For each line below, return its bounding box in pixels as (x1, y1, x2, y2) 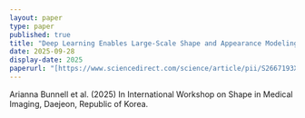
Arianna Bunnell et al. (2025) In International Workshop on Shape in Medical (9, 88, 293, 100)
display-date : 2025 (9, 55, 84, 64)
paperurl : (9, 64, 47, 74)
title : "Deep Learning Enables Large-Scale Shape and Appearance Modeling (9, 38, 299, 48)
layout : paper (9, 13, 64, 23)
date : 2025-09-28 (9, 47, 75, 56)
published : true (9, 30, 71, 39)
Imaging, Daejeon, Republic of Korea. (9, 98, 149, 109)
